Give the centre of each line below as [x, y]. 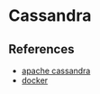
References [41, 49]
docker [35, 80]
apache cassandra [56, 70]
